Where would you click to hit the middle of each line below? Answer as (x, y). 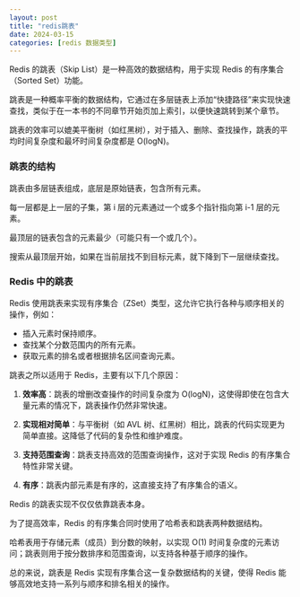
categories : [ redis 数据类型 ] (63, 43)
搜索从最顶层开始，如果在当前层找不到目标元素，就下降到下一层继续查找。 (146, 256)
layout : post (34, 18)
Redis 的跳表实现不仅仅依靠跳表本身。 (80, 504)
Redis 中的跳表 (41, 282)
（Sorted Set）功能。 (48, 81)
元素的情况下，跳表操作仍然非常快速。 (101, 405)
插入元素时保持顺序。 (61, 333)
